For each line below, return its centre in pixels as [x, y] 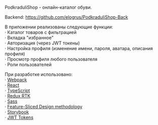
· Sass [11, 101]
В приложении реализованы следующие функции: [59, 27]
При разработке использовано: [39, 74]
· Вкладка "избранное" [29, 38]
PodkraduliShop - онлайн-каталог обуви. [48, 7]
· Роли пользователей [28, 65]
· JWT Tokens [19, 117]
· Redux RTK [18, 96]
